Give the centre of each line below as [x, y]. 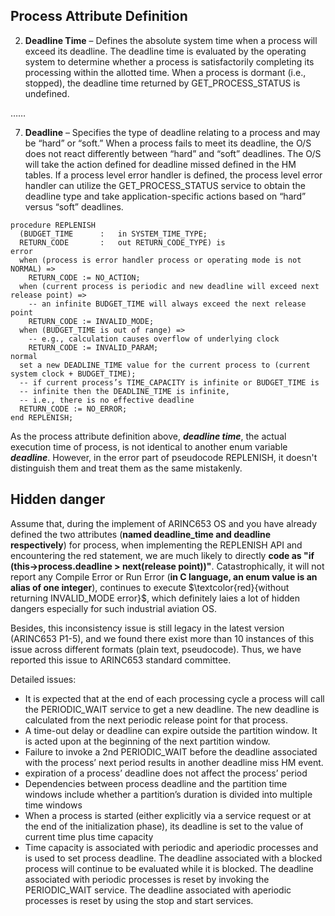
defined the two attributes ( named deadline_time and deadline [141, 534]
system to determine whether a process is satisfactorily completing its [169, 61]
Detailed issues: [43, 679]
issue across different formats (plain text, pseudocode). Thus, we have [156, 649]
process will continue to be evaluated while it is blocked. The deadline [169, 868]
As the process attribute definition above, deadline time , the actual [148, 436]
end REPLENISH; [42, 417]
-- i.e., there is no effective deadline [107, 400]
